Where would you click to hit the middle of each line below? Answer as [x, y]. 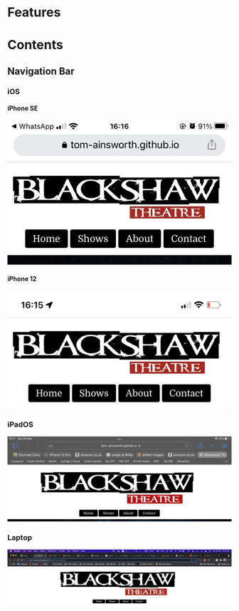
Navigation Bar [41, 71]
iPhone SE [23, 108]
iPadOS [20, 424]
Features [34, 12]
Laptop [20, 538]
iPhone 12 [22, 279]
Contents [36, 45]
